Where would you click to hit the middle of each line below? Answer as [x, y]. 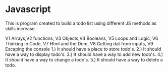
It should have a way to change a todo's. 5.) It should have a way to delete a [84, 59]
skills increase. [21, 28]
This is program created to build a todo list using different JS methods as [81, 23]
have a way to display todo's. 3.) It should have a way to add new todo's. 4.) [84, 54]
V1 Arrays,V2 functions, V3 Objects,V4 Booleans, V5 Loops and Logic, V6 [82, 38]
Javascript [28, 9]
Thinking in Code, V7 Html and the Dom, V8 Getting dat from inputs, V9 [79, 43]
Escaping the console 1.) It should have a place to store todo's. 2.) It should [83, 49]
